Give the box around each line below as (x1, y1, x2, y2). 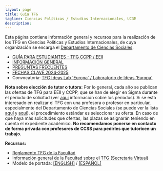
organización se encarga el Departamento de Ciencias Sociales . (5, 44, 134, 50)
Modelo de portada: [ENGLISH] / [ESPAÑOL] (12, 160, 102, 166)
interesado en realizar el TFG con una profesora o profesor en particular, (5, 100, 151, 106)
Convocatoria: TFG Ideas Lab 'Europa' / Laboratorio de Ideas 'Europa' (12, 75, 153, 81)
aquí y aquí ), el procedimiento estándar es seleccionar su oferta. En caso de (5, 110, 159, 116)
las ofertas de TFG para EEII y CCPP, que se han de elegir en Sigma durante (5, 89, 158, 95)
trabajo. (5, 131, 21, 137)
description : (5, 21, 32, 26)
